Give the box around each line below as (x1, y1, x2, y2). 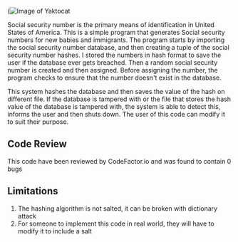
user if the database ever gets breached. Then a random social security (7, 58, 218, 67)
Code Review (7, 138, 68, 150)
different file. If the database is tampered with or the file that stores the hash (7, 95, 232, 103)
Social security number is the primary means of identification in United (7, 21, 215, 28)
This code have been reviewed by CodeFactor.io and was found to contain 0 (7, 157, 232, 165)
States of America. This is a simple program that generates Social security (7, 28, 226, 36)
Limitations (7, 185, 58, 197)
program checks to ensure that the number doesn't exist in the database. (7, 73, 222, 82)
